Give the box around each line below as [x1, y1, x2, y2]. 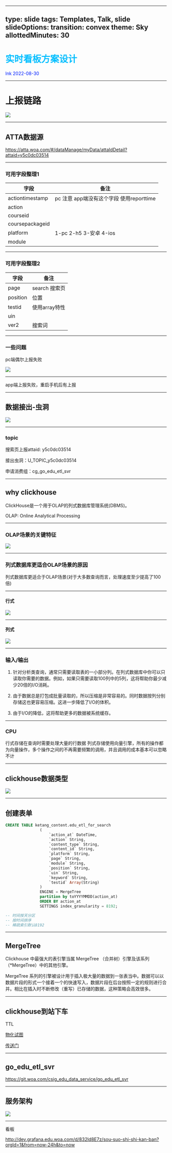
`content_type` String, [49, 841, 100, 847]
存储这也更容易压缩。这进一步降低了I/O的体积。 [12, 699, 114, 705]
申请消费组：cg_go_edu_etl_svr [5, 468, 71, 475]
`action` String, [49, 837, 86, 842]
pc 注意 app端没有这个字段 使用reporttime [54, 195, 156, 202]
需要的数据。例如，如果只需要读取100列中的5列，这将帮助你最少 [26, 675, 162, 682]
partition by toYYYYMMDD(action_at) [39, 894, 118, 899]
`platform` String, [49, 851, 91, 856]
